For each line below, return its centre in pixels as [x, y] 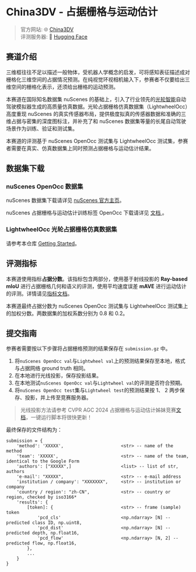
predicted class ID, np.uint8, [44, 523]
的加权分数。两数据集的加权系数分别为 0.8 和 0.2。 [67, 313]
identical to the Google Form [43, 461]
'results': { [32, 502]
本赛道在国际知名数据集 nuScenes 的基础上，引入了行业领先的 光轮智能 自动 [96, 99]
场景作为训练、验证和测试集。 [42, 128]
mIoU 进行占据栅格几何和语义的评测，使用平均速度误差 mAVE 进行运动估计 [96, 286]
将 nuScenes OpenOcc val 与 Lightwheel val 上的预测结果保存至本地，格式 [100, 361]
